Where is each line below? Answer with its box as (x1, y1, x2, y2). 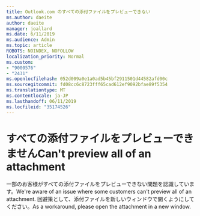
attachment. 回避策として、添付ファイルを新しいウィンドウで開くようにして (6, 196, 195, 203)
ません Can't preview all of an (6, 147, 151, 160)
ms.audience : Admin (6, 37, 55, 43)
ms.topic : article (6, 43, 52, 49)
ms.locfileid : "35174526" (6, 103, 71, 110)
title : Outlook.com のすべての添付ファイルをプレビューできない (6, 8, 151, 15)
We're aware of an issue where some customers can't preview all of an (16, 188, 192, 196)
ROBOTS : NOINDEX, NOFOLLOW (6, 48, 74, 54)
